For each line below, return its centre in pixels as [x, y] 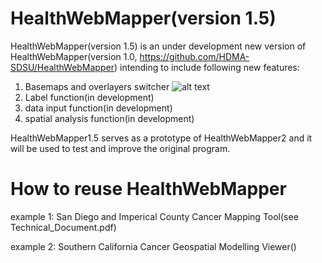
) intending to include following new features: [206, 67]
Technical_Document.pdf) [63, 227]
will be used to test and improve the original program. [120, 148]
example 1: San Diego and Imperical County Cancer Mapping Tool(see [154, 216]
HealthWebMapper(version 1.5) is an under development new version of [158, 46]
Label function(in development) [89, 97]
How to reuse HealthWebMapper [148, 189]
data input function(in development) [98, 108]
